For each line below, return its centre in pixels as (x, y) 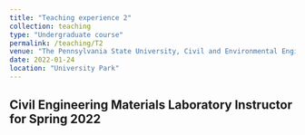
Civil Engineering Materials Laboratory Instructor (151, 105)
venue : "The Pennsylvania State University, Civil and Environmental (144, 52)
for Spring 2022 (55, 119)
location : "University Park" (64, 69)
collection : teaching (50, 26)
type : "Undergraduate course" (67, 34)
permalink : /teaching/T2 (56, 43)
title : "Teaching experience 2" (70, 18)
